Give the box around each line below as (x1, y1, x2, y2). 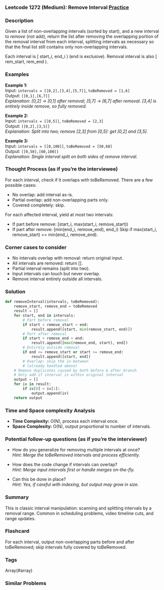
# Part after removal (23, 331, 67, 336)
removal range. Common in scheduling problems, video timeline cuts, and (5, 510, 154, 516)
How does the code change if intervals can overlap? (12, 462, 117, 468)
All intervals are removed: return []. (12, 260, 83, 266)
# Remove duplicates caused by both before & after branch (14, 368, 137, 373)
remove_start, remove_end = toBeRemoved (14, 304, 97, 309)
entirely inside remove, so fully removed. (5, 103, 87, 109)
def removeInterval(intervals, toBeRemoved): (5, 299, 99, 304)
